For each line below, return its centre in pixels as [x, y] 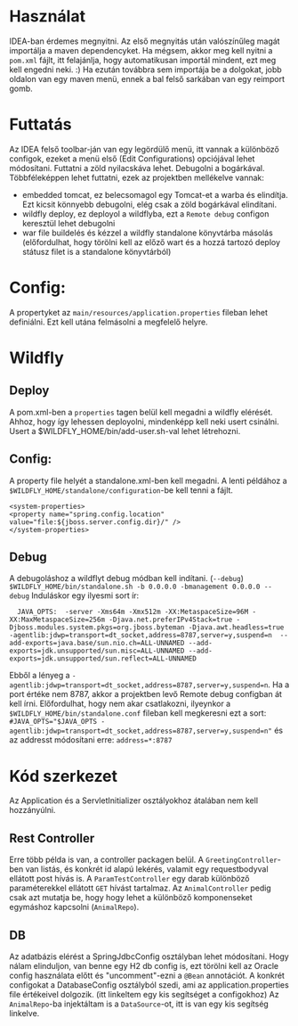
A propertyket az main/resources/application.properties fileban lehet [139, 312]
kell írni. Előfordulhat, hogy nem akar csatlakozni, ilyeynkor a [120, 704]
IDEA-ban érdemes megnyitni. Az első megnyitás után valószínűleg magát [145, 41]
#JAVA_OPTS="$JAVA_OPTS [53, 722]
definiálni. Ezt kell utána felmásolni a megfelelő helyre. [109, 322]
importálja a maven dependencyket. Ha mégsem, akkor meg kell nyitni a [141, 50]
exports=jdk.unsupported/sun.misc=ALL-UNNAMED [97, 651]
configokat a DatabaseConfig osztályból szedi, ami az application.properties [149, 985]
